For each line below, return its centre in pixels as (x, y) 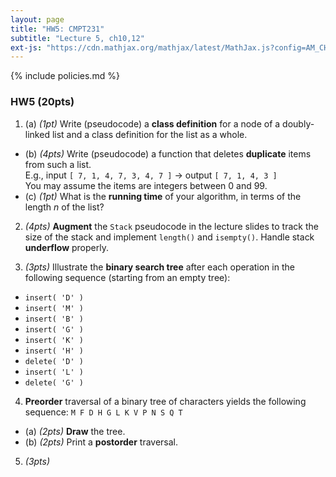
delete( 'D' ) (54, 361)
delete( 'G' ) (54, 382)
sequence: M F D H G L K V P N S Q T (103, 412)
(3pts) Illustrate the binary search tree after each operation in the (159, 267)
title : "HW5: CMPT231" (57, 29)
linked (37, 134)
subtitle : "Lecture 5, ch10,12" (77, 38)
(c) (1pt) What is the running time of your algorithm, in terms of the (163, 196)
